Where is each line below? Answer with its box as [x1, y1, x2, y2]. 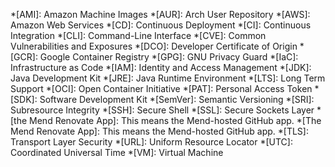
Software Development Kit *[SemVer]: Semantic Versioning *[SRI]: [39, 94, 315, 105]
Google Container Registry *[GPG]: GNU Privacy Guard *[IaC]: [39, 51, 299, 63]
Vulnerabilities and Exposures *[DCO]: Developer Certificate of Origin [10, 40, 298, 52]
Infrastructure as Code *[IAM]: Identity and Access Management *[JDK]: [10, 62, 312, 73]
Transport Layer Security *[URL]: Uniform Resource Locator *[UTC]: [10, 136, 293, 148]
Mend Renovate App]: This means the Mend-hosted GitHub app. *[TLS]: [10, 125, 309, 137]
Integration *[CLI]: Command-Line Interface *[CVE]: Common [10, 30, 267, 41]
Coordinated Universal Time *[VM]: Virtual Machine [10, 147, 224, 158]
